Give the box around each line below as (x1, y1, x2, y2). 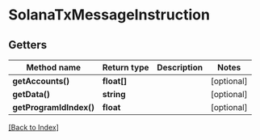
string (102, 89, 127, 100)
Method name (26, 62, 82, 73)
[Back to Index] (8, 123, 59, 132)
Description (157, 62, 203, 73)
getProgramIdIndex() (12, 102, 95, 112)
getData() (12, 89, 51, 100)
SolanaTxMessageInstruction (8, 6, 210, 24)
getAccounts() (12, 75, 70, 87)
